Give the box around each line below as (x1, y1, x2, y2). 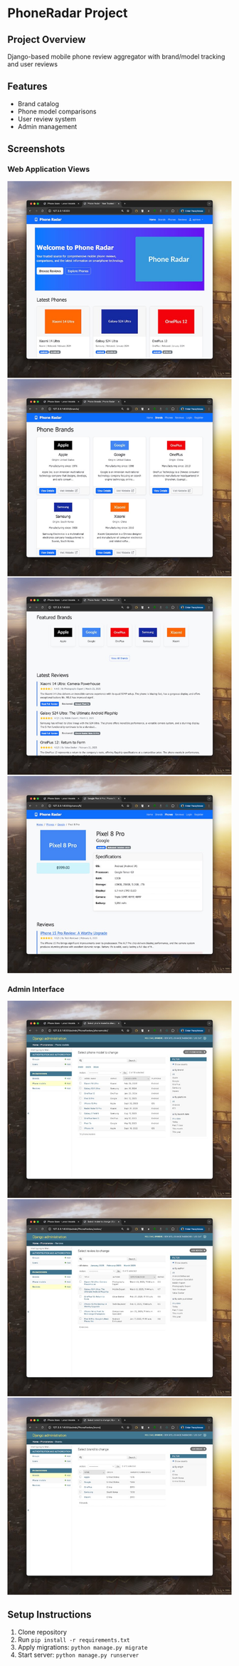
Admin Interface (7, 984, 65, 994)
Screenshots (7, 143, 65, 155)
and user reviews (7, 60, 58, 68)
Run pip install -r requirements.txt (17, 1635, 130, 1644)
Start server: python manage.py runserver (17, 1650, 139, 1659)
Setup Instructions (7, 1609, 92, 1621)
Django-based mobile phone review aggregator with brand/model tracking (7, 52, 225, 61)
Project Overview (7, 34, 86, 46)
